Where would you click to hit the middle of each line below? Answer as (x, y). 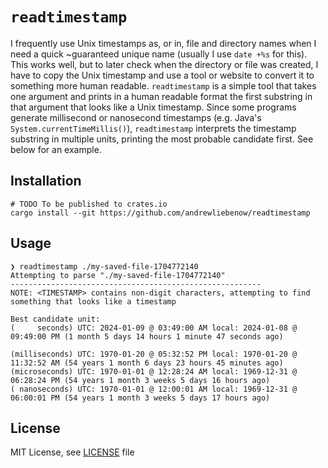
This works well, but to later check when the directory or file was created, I (164, 64)
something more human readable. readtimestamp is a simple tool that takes (163, 85)
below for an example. (56, 149)
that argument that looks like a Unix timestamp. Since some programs (153, 107)
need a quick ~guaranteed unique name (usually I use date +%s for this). (159, 54)
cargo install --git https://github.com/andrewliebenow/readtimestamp (160, 213)
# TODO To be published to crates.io (89, 204)
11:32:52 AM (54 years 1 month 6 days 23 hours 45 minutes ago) (147, 363)
